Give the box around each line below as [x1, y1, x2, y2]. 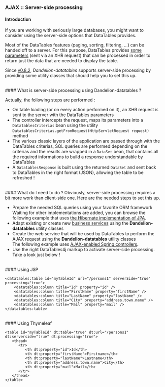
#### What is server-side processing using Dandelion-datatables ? [5, 87, 141, 93]
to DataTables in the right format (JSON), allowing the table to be [12, 170, 144, 175]
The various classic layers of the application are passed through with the [12, 138, 160, 144]
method [12, 133, 29, 139]
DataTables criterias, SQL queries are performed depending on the [12, 143, 148, 149]
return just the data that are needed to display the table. [5, 58, 118, 64]
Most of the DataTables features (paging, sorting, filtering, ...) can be [5, 42, 144, 48]
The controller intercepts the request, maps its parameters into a [12, 117, 143, 123]
